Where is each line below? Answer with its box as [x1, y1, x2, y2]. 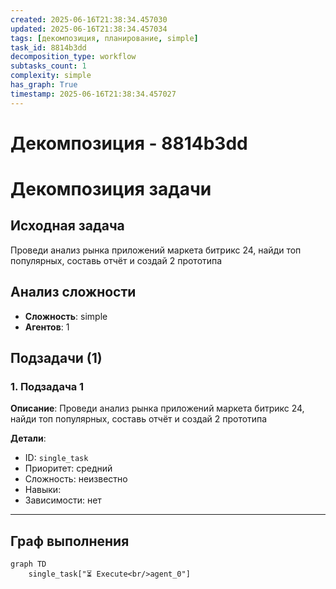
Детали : [10, 432, 47, 445]
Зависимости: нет [24, 494, 102, 506]
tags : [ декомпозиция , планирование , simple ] [10, 33, 199, 43]
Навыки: [24, 484, 62, 496]
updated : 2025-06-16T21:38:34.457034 [10, 24, 168, 34]
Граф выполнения [10, 532, 130, 550]
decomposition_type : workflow [10, 52, 137, 62]
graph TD [10, 559, 47, 570]
